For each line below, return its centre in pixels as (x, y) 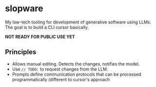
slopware (24, 9)
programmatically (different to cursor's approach (61, 79)
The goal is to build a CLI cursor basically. (47, 27)
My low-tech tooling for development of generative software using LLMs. (78, 22)
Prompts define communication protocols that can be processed (77, 74)
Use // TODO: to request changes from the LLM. (60, 69)
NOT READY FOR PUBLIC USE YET (40, 37)
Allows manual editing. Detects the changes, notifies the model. (76, 64)
